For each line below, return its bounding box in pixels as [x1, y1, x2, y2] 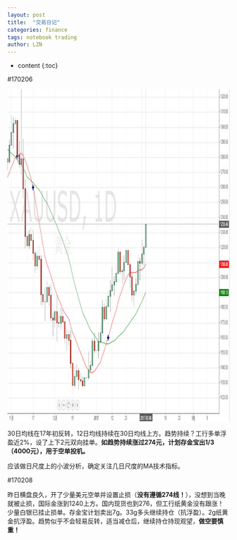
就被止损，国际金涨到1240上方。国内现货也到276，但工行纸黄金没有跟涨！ [7, 499, 224, 508]
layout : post [7, 11, 46, 18]
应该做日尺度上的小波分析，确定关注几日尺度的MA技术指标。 [7, 462, 185, 470]
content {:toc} [17, 61, 59, 70]
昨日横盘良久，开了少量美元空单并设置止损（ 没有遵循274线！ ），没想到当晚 [7, 491, 226, 499]
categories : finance [7, 26, 68, 33]
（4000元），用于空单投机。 [7, 447, 90, 455]
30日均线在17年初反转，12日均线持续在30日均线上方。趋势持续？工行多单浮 [7, 429, 227, 438]
